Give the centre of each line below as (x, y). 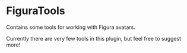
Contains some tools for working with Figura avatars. (71, 27)
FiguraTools (36, 11)
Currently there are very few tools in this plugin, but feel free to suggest (94, 38)
